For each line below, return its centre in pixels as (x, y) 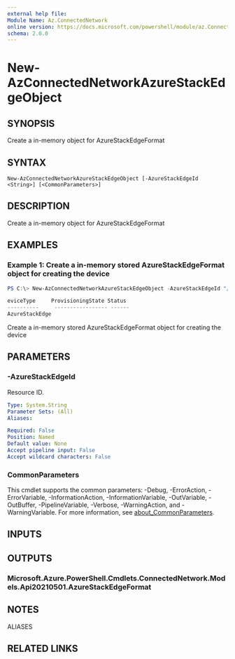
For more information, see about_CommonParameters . (136, 512)
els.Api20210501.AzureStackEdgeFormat (79, 587)
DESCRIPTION (38, 206)
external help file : (37, 14)
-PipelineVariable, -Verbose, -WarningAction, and (109, 505)
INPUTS (24, 535)
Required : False (31, 431)
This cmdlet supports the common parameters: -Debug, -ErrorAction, (107, 490)
